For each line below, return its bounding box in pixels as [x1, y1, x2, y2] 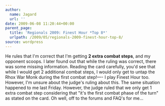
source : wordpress [5, 40, 43, 45]
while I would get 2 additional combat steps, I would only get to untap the [5, 69, 155, 75]
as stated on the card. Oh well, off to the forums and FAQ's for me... [5, 95, 144, 101]
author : [5, 7, 21, 12]
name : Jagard [9, 12, 37, 17]
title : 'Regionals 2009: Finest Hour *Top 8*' [9, 30, 108, 35]
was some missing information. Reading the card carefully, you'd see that [5, 63, 156, 69]
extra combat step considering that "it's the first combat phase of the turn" [5, 90, 159, 96]
